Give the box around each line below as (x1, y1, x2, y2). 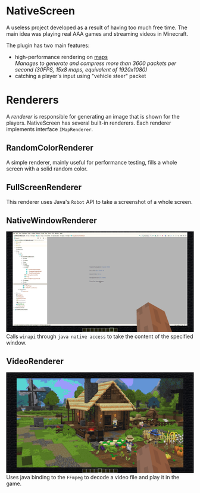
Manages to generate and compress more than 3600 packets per (14, 60, 177, 67)
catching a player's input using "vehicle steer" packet (14, 72, 146, 79)
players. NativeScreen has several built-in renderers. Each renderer (6, 119, 171, 126)
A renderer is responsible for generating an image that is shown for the (6, 113, 180, 120)
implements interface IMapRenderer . (6, 125, 93, 132)
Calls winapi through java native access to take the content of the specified (6, 333, 193, 340)
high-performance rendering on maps (14, 53, 108, 60)
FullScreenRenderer (6, 182, 82, 193)
